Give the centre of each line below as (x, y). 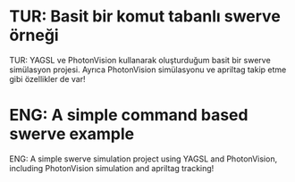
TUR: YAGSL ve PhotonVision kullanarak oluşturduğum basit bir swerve (140, 60)
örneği (34, 35)
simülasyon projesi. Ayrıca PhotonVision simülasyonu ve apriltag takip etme (148, 70)
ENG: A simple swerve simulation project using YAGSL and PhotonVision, (143, 159)
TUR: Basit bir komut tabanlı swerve (145, 17)
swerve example (72, 134)
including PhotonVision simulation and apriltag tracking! (112, 168)
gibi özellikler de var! (48, 79)
